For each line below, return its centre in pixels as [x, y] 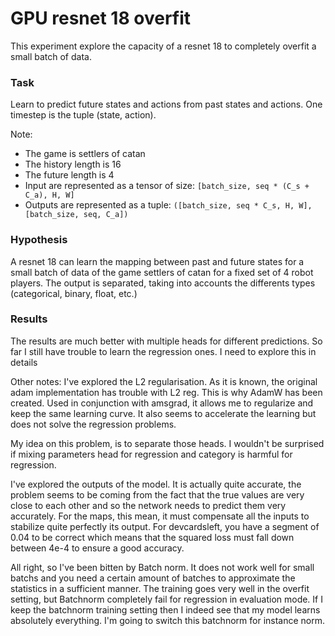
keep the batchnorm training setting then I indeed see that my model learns [165, 609]
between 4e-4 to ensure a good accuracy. [97, 548]
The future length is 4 [69, 175]
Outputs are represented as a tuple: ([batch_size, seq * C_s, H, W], [168, 205]
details [24, 362]
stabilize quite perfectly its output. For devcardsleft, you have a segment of [165, 526]
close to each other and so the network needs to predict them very [148, 505]
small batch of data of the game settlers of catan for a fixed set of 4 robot [162, 272]
